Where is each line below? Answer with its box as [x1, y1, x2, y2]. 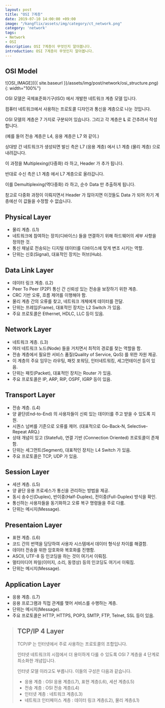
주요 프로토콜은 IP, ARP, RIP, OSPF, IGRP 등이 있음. [12, 376, 112, 382]
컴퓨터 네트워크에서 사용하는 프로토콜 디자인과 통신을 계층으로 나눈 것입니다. [5, 106, 151, 112]
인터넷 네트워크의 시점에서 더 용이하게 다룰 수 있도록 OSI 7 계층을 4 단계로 [17, 651, 160, 657]
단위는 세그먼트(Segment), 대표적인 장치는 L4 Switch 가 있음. [12, 447, 132, 453]
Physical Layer [5, 213, 51, 221]
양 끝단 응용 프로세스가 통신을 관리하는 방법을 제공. [12, 488, 110, 494]
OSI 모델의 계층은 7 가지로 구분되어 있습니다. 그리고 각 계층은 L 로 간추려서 [5, 117, 149, 123]
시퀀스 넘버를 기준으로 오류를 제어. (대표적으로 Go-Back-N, [12, 423, 127, 429]
